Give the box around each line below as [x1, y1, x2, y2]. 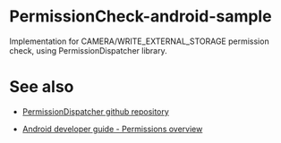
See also [9, 77, 74, 97]
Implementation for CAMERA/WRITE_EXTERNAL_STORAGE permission [9, 36, 270, 46]
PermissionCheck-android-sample [9, 6, 272, 27]
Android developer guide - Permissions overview [21, 123, 203, 134]
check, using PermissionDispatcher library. [9, 45, 167, 55]
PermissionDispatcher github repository [21, 105, 170, 117]
